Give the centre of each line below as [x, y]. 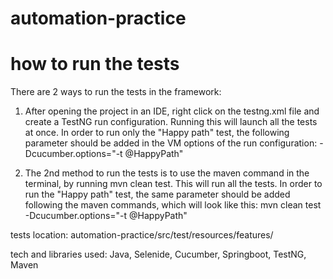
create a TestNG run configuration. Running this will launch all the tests [171, 122]
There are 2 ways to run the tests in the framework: [116, 92]
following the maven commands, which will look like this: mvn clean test [173, 205]
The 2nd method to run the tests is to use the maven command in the [167, 173]
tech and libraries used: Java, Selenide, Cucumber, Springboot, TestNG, [158, 254]
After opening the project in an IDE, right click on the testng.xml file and [172, 111]
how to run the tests [95, 64]
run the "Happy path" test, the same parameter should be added [157, 194]
